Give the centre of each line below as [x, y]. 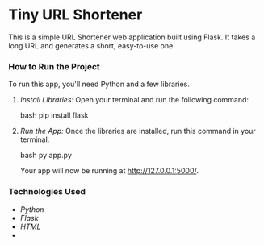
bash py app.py [46, 156]
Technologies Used [47, 192]
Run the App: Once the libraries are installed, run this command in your [138, 131]
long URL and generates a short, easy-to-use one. [92, 45]
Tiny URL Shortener [75, 15]
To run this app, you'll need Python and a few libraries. [99, 84]
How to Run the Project [54, 66]
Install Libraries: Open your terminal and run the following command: [134, 100]
